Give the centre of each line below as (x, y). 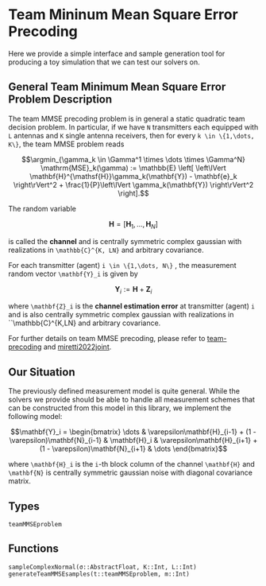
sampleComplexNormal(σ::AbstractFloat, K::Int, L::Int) (102, 567)
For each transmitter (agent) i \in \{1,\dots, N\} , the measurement (122, 265)
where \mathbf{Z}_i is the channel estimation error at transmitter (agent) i (132, 306)
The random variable (42, 208)
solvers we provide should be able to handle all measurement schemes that (132, 400)
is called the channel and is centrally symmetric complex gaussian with (125, 241)
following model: (35, 417)
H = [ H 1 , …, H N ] (133, 225)
